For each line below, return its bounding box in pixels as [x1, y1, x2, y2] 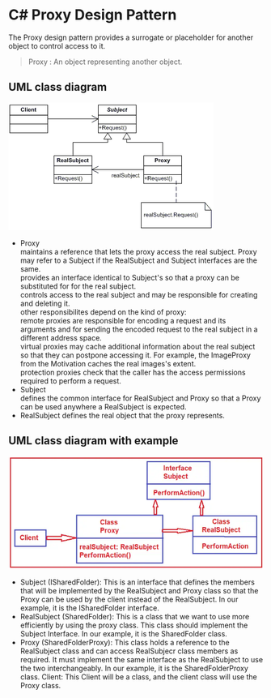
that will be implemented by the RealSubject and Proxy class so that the [19, 586, 259, 596]
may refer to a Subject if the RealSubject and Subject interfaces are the [19, 255, 257, 265]
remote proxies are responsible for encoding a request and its [19, 315, 227, 325]
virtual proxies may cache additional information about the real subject [19, 341, 256, 351]
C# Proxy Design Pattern [8, 6, 177, 24]
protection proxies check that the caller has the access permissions [19, 367, 246, 377]
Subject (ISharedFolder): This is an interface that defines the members [19, 577, 255, 587]
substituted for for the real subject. [19, 281, 137, 291]
